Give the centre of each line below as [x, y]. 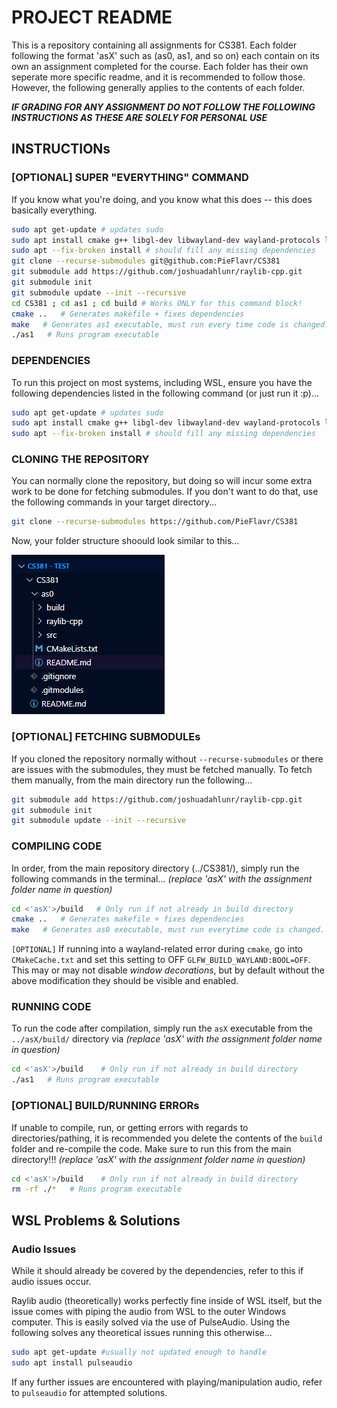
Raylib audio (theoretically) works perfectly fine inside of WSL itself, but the [167, 1300]
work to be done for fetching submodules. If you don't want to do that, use [165, 492]
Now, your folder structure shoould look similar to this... [125, 541]
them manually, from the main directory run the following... [132, 780]
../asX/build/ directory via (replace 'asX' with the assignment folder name [167, 1039]
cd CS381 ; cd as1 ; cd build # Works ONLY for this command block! [157, 303]
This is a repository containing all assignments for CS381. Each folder [154, 45]
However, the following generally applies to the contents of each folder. [158, 87]
